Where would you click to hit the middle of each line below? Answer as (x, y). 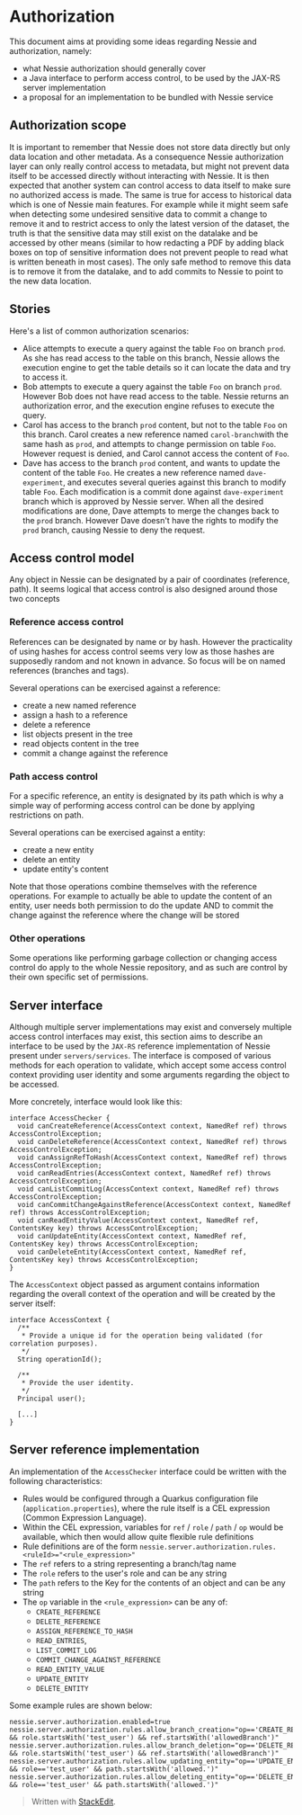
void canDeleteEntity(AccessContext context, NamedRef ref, (132, 1252)
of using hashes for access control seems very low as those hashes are (142, 651)
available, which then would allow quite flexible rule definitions (138, 1536)
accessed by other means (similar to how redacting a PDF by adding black (147, 242)
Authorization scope (68, 125)
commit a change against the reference (95, 753)
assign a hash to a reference (75, 715)
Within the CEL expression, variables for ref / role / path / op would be (153, 1527)
